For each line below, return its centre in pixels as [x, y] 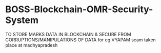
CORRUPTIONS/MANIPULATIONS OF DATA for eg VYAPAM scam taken [81, 40]
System [22, 20]
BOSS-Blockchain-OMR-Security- [79, 9]
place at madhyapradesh [32, 45]
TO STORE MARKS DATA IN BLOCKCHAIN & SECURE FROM [68, 34]
